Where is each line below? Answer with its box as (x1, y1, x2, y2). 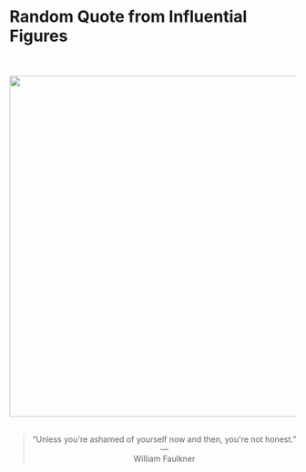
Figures (9, 25, 68, 46)
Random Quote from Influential (9, 6, 248, 27)
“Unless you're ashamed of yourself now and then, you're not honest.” (32, 434, 297, 445)
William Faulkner (133, 453, 196, 464)
